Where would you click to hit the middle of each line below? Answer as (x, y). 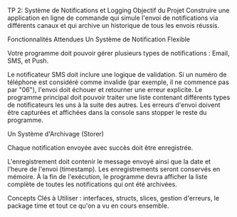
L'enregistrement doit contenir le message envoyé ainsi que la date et (109, 161)
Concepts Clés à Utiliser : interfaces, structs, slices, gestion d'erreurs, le (113, 198)
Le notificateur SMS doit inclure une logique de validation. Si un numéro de (117, 75)
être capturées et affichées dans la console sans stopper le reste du (107, 112)
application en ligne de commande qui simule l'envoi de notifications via (113, 18)
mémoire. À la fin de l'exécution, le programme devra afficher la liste (107, 177)
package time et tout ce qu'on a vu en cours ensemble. (88, 206)
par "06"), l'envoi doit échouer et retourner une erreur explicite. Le (105, 90)
